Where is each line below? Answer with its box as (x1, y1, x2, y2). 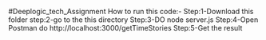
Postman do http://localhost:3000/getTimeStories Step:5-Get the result (8, 24, 243, 32)
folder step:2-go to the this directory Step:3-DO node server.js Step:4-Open (8, 15, 259, 24)
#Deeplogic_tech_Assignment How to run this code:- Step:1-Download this (8, 7, 254, 16)
